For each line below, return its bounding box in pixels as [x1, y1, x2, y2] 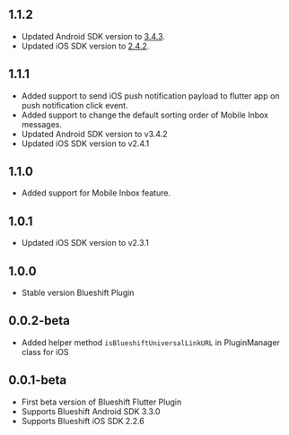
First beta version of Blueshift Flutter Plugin [21, 396, 182, 407]
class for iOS [21, 346, 69, 357]
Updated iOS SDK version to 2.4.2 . [21, 40, 150, 51]
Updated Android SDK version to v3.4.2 [21, 128, 168, 139]
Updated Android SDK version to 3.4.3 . [21, 30, 165, 41]
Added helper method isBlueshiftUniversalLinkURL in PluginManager [21, 336, 280, 348]
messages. [21, 118, 63, 129]
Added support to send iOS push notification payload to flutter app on [21, 90, 280, 101]
